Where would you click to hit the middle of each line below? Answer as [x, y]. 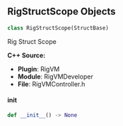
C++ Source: [27, 55]
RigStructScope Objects [61, 12]
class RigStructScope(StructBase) [58, 28]
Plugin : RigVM [39, 69]
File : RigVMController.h [51, 84]
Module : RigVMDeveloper [55, 76]
